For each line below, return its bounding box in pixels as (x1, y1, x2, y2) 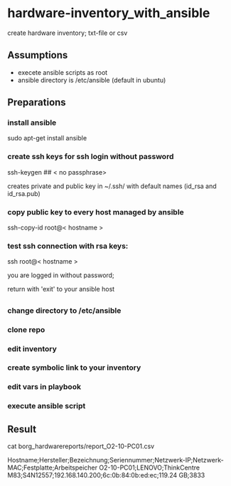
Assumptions (7, 49, 68, 61)
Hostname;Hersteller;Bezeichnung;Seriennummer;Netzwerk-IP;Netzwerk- (7, 456, 224, 465)
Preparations (7, 96, 66, 108)
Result (7, 423, 37, 435)
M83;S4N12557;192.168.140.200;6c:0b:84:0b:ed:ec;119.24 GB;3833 (7, 471, 205, 480)
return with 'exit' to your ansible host (7, 285, 115, 294)
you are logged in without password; (7, 271, 115, 279)
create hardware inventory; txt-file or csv (7, 29, 128, 37)
